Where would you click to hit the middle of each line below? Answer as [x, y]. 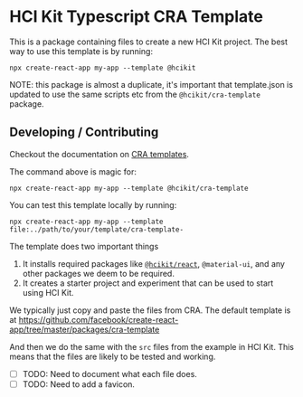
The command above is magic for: [73, 171]
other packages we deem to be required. [98, 273]
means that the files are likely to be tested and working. [113, 356]
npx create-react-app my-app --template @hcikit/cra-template [129, 188]
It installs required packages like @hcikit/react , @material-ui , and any [153, 263]
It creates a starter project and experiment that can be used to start [148, 283]
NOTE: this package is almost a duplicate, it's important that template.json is [151, 84]
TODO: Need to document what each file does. [109, 373]
